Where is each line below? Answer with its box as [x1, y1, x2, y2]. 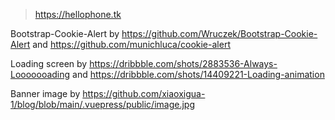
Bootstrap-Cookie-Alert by [10, 28, 120, 39]
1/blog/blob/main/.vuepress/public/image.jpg [10, 99, 196, 110]
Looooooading [10, 69, 71, 80]
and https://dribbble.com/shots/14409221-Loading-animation [72, 69, 325, 80]
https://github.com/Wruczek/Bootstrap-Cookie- [121, 28, 318, 39]
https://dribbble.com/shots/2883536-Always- [89, 58, 278, 69]
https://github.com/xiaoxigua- [82, 88, 206, 99]
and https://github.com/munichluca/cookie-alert [32, 39, 231, 50]
